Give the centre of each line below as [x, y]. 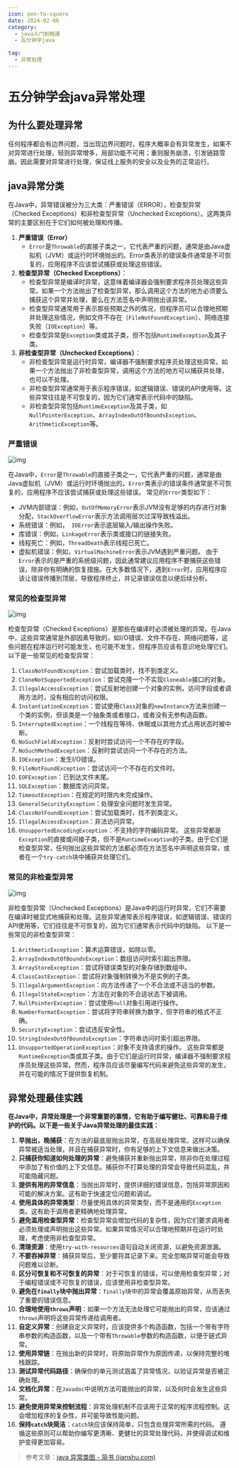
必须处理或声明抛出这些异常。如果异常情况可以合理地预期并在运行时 [118, 1229]
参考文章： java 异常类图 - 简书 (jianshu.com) [90, 1457]
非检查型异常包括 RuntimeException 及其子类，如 [98, 406]
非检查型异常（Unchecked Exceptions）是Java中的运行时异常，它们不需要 [117, 908]
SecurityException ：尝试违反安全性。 [73, 1029]
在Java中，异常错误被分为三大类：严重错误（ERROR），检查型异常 [105, 204]
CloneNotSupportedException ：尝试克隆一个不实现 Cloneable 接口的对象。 [124, 679]
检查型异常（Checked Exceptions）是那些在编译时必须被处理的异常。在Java [119, 629]
